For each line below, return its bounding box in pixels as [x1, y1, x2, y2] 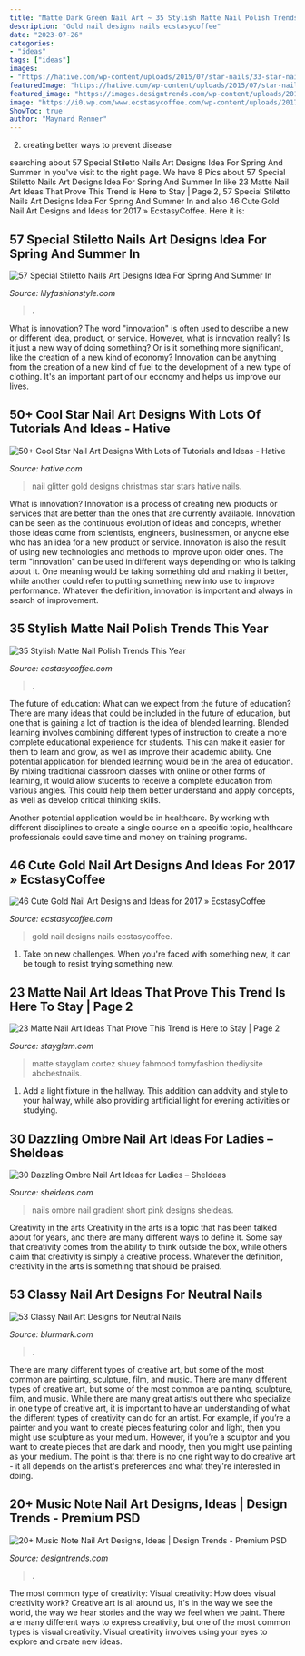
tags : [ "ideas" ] [9, 55, 71, 64]
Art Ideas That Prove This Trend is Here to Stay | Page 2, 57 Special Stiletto [9, 186, 290, 197]
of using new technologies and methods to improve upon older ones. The [9, 546, 284, 557]
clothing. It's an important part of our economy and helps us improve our [9, 371, 281, 382]
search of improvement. [9, 594, 99, 605]
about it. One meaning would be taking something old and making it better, [9, 565, 289, 577]
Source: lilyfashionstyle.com [9, 287, 116, 298]
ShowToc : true [9, 106, 64, 115]
